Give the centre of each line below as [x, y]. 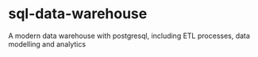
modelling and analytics [47, 44]
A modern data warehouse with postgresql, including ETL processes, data [129, 36]
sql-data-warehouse [78, 14]
